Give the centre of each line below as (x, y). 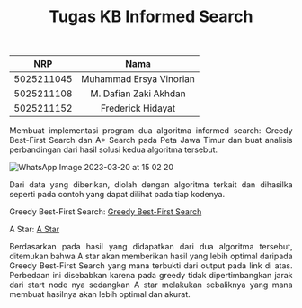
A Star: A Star (35, 229)
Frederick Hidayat (138, 108)
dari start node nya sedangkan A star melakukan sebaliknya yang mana (151, 285)
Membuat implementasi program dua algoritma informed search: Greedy (151, 130)
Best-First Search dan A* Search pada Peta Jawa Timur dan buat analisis (151, 140)
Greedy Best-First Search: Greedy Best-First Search (106, 211)
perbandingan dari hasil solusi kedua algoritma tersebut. (114, 149)
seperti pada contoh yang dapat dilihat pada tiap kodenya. (117, 194)
